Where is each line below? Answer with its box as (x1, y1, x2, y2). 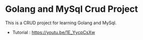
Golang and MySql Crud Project (5, 3, 139, 15)
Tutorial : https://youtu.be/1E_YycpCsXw (12, 29, 96, 35)
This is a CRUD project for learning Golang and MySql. (5, 20, 117, 26)
